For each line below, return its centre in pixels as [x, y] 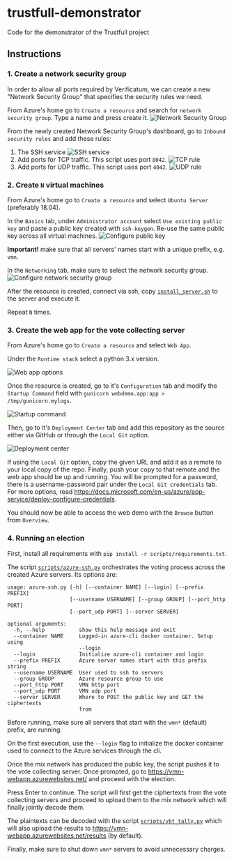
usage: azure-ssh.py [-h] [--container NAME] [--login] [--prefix [106, 587]
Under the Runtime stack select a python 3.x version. [83, 359]
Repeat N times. [30, 312]
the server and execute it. [44, 299]
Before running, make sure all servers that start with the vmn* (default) [107, 722]
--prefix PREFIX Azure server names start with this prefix [110, 661]
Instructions [34, 54]
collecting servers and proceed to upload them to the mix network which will [117, 799]
